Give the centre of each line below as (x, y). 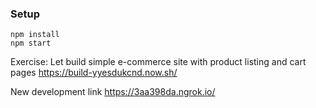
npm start (31, 43)
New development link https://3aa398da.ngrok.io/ (113, 92)
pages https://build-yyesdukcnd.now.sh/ (94, 73)
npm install (35, 35)
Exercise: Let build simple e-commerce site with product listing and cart (158, 62)
